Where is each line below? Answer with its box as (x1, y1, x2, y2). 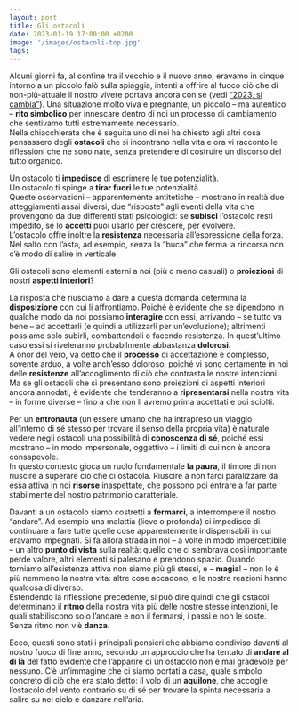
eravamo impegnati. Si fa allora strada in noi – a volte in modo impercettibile (9, 535, 287, 546)
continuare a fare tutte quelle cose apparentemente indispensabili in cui (9, 526, 272, 537)
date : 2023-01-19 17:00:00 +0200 (9, 29, 133, 38)
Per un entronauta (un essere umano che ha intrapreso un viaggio (9, 414, 253, 425)
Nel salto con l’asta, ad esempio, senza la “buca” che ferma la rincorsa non (9, 239, 285, 250)
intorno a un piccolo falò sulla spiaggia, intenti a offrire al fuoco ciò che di (9, 80, 278, 91)
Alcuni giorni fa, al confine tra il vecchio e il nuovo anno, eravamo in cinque (9, 70, 285, 81)
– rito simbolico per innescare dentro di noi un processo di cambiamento (9, 109, 278, 119)
